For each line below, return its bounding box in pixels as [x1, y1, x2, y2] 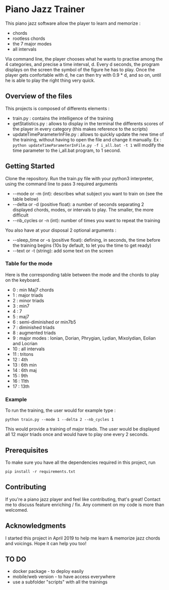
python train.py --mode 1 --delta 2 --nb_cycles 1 [5, 417, 114, 422]
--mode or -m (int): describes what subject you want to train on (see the [12, 190, 163, 196]
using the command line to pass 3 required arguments [5, 181, 118, 187]
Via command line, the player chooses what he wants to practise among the [5, 56, 163, 62]
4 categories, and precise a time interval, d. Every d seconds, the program [5, 61, 160, 67]
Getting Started [5, 162, 55, 171]
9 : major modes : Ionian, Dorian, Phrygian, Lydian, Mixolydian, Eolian [12, 335, 156, 341]
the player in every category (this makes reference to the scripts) [12, 126, 148, 132]
